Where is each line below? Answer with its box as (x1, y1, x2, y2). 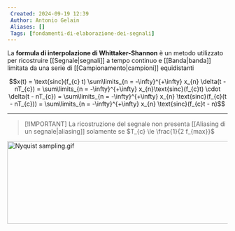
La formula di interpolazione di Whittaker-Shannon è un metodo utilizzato (7, 49, 224, 57)
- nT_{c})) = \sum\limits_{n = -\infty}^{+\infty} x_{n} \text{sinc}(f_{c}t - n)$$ (9, 99, 226, 108)
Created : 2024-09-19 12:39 (10, 10, 90, 17)
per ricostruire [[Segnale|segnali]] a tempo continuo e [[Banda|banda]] (7, 57, 211, 65)
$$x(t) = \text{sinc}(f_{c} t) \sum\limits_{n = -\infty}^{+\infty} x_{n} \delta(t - (8, 78, 227, 86)
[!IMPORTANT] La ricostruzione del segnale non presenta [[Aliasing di (24, 120, 226, 128)
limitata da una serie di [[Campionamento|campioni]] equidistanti (7, 64, 194, 72)
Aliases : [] (10, 23, 45, 30)
